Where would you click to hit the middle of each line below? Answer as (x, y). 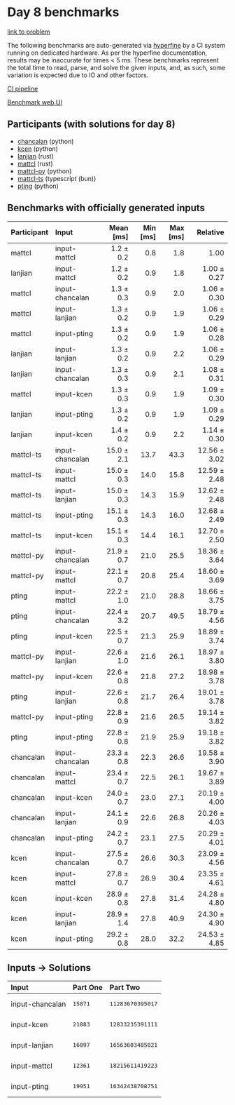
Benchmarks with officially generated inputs (106, 208)
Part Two (125, 988)
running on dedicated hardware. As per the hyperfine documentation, (107, 53)
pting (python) (38, 186)
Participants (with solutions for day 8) (92, 125)
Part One (88, 988)
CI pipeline (23, 88)
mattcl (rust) (35, 163)
